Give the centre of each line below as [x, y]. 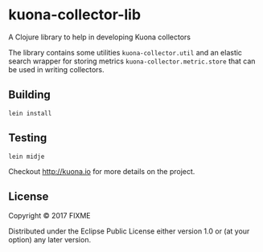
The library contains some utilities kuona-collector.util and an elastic [125, 52]
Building [29, 95]
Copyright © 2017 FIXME [49, 216]
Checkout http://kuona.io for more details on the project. [102, 171]
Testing [28, 138]
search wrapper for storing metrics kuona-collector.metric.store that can [132, 61]
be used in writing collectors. [56, 69]
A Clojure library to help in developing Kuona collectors [100, 37]
